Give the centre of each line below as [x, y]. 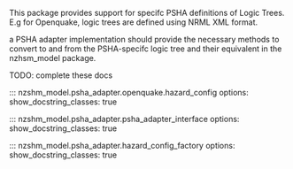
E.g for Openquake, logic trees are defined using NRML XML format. [134, 22]
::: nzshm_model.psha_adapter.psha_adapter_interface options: [124, 119]
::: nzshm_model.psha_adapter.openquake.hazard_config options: [129, 92]
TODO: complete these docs [61, 75]
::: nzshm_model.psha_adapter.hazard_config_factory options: [122, 146]
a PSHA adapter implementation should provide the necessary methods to [144, 39]
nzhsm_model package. [53, 58]
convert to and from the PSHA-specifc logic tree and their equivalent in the [146, 49]
